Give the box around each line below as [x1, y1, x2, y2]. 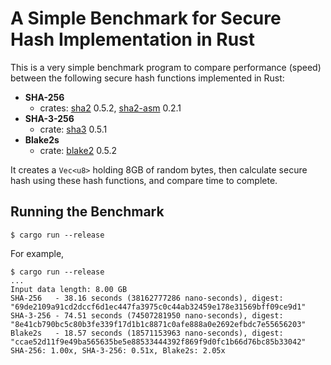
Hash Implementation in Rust [10, 28, 256, 51]
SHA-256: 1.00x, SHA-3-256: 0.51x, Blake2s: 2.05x [10, 345, 226, 356]
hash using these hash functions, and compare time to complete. [10, 174, 278, 186]
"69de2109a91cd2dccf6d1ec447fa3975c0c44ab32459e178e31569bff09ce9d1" [10, 302, 307, 312]
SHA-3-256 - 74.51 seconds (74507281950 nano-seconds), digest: [10, 310, 284, 321]
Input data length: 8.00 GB [10, 284, 128, 294]
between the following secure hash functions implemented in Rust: [10, 72, 285, 84]
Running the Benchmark [10, 203, 165, 221]
